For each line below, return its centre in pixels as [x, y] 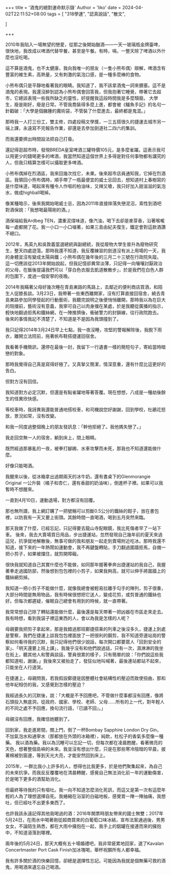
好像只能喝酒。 [21, 466]
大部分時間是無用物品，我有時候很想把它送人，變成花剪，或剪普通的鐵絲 [81, 594]
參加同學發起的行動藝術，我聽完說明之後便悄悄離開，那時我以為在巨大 [92, 300]
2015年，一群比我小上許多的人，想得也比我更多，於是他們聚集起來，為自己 [84, 766]
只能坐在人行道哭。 [25, 667]
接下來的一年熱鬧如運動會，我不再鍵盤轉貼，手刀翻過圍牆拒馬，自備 [90, 547]
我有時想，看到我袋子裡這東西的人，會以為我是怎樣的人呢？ [68, 618]
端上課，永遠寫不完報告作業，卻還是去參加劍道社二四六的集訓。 [72, 128]
